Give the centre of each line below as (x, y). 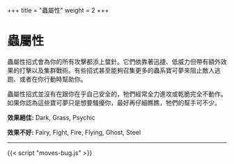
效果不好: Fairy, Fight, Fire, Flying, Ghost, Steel (74, 132)
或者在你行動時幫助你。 (53, 79)
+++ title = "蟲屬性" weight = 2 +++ (58, 10)
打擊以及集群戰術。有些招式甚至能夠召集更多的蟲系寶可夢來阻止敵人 (117, 70)
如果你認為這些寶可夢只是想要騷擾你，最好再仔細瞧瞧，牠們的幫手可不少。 (114, 103)
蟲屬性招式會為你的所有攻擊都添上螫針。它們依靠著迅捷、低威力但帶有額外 (114, 61)
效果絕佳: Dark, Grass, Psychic (51, 117)
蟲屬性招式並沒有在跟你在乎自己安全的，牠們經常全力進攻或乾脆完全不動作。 (117, 94)
